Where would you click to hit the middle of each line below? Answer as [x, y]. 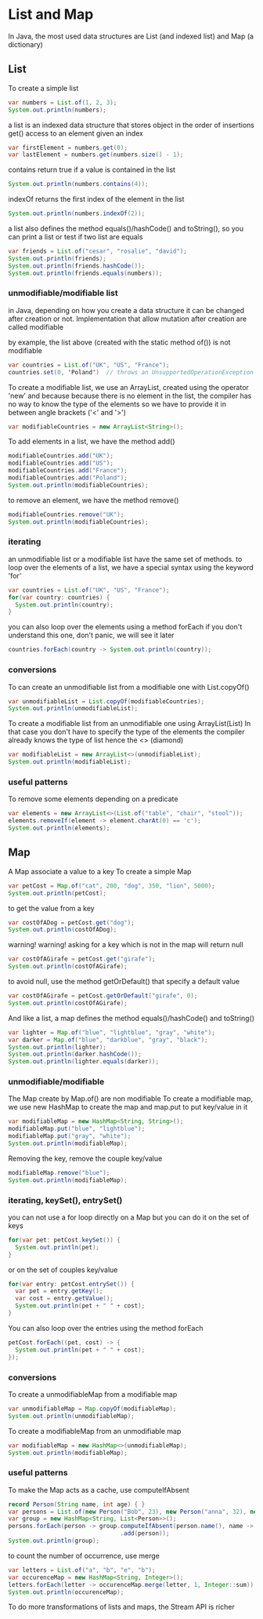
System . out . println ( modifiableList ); [70, 762]
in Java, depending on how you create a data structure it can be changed [126, 310]
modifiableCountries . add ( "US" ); [61, 463]
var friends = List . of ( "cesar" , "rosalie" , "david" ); [98, 251]
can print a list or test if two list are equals [76, 237]
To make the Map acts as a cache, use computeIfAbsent [99, 1490]
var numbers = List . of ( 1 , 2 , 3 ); [63, 102]
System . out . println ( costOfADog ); [63, 930]
